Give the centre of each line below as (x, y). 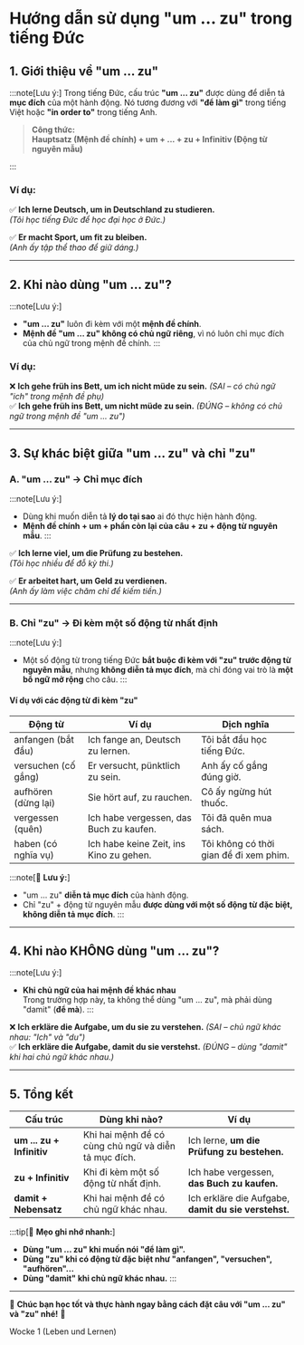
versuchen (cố (45, 765)
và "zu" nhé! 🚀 (38, 1314)
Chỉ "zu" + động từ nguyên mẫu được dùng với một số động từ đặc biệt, (157, 904)
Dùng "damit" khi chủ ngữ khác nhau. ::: (100, 1278)
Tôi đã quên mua (237, 817)
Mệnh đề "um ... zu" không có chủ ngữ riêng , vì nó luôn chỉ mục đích (153, 333)
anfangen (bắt (44, 739)
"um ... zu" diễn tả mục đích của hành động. (105, 895)
